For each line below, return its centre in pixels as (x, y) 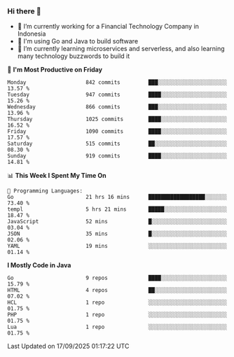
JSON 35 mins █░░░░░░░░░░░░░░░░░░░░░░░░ (117, 234)
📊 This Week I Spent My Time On (57, 176)
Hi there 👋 (25, 11)
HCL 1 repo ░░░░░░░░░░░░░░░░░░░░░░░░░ (117, 303)
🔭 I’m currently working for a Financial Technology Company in (108, 27)
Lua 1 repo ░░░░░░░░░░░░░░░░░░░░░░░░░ (117, 327)
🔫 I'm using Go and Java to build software (78, 41)
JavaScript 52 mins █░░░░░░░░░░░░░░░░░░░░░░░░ (117, 222)
